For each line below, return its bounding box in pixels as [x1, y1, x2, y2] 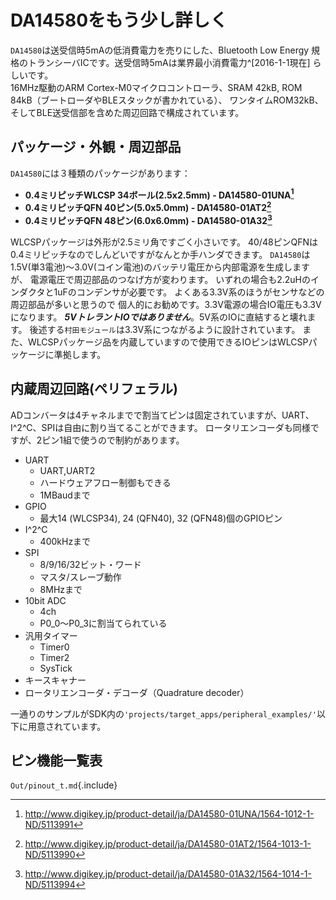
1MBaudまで [39, 489, 91, 501]
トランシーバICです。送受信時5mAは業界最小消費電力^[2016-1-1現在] [27, 56, 311, 68]
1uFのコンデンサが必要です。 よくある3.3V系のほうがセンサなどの [53, 286, 325, 298]
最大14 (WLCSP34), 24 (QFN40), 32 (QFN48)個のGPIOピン [39, 512, 283, 524]
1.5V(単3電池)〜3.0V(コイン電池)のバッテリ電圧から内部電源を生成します [10, 261, 311, 273]
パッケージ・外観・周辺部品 [10, 139, 182, 156]
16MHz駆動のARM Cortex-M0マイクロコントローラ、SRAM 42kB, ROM [10, 81, 303, 93]
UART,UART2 [39, 464, 96, 476]
